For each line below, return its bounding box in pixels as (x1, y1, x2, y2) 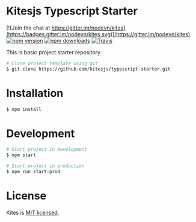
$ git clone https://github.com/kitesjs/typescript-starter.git (6, 66, 171, 72)
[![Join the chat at (6, 24, 51, 31)
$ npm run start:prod (6, 169, 61, 175)
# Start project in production (6, 163, 85, 170)
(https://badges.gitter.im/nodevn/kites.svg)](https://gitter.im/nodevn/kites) (6, 30, 191, 37)
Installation (6, 86, 64, 100)
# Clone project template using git (6, 60, 98, 66)
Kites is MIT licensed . (6, 209, 60, 216)
